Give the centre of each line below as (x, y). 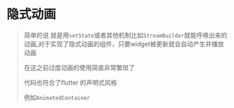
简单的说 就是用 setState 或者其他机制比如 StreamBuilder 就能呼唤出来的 (125, 35)
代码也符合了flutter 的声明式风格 (70, 82)
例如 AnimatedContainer (57, 97)
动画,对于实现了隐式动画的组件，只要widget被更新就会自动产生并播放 (124, 43)
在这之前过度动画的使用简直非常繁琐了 (79, 67)
